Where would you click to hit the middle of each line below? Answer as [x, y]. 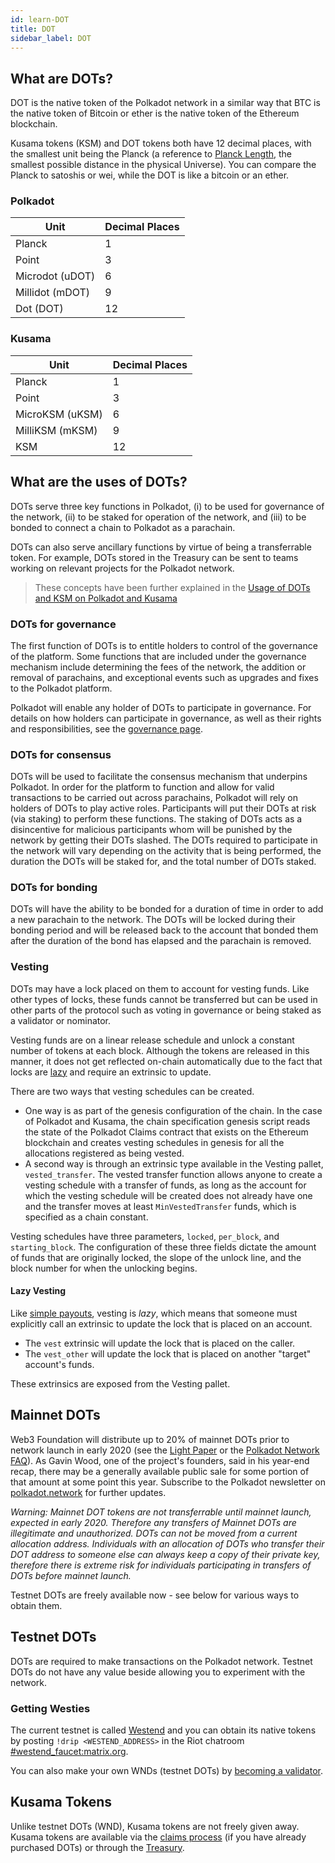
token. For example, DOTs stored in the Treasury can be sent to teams [154, 557]
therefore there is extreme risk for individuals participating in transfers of [161, 1565]
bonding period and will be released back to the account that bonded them [164, 930]
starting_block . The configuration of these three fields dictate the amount [163, 1247]
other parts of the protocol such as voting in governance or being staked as [166, 1010]
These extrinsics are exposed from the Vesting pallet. [120, 1383]
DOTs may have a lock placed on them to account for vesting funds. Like [160, 988]
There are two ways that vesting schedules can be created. [132, 1091]
